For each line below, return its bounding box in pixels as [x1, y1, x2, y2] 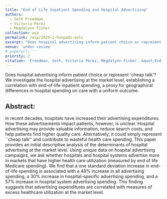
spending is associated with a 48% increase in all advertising [18, 168, 145, 174]
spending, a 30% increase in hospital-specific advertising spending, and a [5, 174, 158, 180]
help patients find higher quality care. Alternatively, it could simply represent [5, 131, 162, 137]
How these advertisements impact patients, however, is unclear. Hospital [5, 120, 155, 127]
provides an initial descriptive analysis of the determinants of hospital [5, 142, 148, 148]
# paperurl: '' [5, 49, 37, 54]
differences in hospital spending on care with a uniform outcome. [5, 88, 140, 94]
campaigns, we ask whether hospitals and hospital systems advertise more [5, 152, 160, 158]
